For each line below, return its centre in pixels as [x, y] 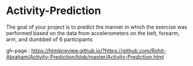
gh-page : [18, 50]
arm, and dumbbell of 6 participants [49, 39]
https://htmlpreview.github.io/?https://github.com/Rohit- [99, 50]
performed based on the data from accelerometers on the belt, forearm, [93, 33]
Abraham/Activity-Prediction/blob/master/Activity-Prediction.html [85, 57]
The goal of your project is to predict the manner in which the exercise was [97, 27]
